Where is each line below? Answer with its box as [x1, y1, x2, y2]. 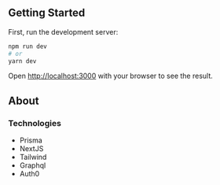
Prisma [19, 135, 43, 145]
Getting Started [8, 6, 86, 20]
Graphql [19, 161, 46, 170]
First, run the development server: [8, 27, 119, 36]
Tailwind [19, 153, 47, 162]
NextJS [19, 144, 44, 154]
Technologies [8, 117, 61, 128]
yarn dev [8, 57, 37, 65]
